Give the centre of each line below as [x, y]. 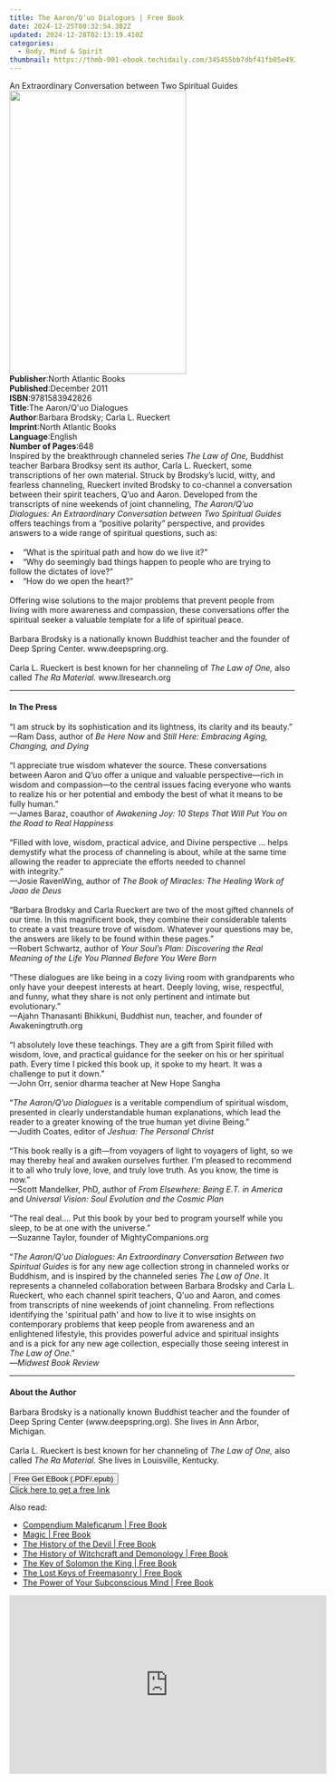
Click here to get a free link [60, 1490]
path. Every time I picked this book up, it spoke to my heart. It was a [136, 1064]
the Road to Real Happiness [62, 823]
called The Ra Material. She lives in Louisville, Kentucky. [115, 1460]
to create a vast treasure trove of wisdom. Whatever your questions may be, [151, 930]
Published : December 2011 [59, 388]
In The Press [34, 706]
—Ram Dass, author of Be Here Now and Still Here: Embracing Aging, [139, 736]
